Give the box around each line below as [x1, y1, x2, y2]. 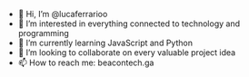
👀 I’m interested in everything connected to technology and [17, 18, 241, 29]
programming [17, 28, 70, 38]
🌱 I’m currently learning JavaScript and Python [17, 37, 194, 48]
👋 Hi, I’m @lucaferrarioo [17, 9, 108, 19]
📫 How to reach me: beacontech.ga [17, 57, 154, 68]
